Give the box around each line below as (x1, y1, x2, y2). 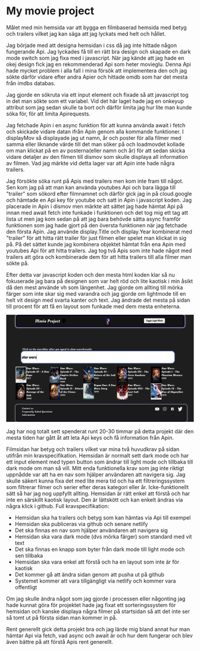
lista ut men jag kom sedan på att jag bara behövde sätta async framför (6, 215, 181, 223)
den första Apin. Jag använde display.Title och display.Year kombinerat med (6, 228, 192, 235)
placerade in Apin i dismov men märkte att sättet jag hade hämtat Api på (6, 202, 183, 209)
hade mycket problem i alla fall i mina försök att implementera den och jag (6, 67, 187, 74)
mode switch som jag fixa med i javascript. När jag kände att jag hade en (6, 54, 185, 61)
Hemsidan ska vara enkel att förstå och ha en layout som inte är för (14, 558, 180, 565)
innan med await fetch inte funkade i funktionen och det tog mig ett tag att (6, 209, 189, 216)
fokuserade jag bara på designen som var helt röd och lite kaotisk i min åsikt (6, 277, 193, 284)
